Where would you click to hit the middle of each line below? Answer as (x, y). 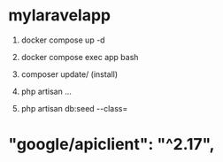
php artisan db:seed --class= (74, 108)
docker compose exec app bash (80, 57)
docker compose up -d (63, 40)
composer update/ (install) (69, 74)
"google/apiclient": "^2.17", (111, 145)
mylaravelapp (60, 15)
